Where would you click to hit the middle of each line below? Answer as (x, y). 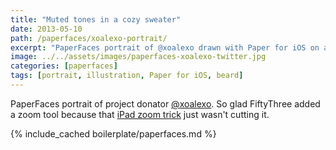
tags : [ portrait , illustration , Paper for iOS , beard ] (127, 76)
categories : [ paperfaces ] (64, 66)
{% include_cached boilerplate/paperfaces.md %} (113, 133)
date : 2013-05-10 (46, 29)
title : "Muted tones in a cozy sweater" (96, 19)
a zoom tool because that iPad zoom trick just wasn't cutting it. (140, 114)
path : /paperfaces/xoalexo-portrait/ (89, 38)
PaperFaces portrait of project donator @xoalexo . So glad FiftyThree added (165, 103)
